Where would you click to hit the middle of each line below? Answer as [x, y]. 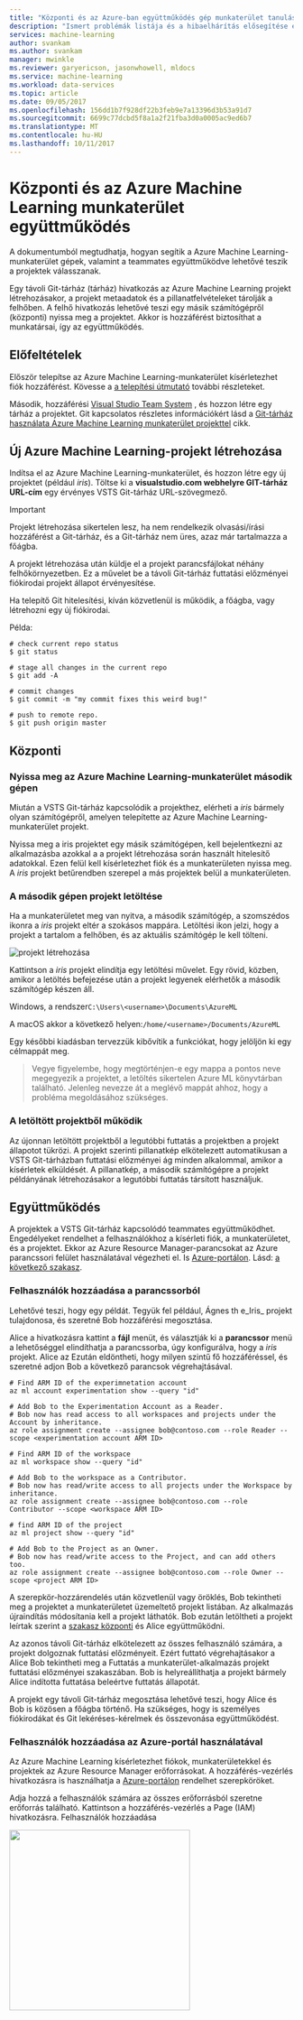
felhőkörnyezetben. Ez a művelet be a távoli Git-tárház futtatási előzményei [149, 573]
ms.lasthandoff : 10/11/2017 [62, 144]
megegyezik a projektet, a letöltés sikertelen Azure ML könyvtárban [156, 1079]
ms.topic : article [44, 93]
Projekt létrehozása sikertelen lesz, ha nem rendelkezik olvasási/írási [137, 527]
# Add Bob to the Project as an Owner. [84, 1549]
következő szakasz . [46, 1267]
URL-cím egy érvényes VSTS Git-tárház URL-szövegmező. [119, 492]
